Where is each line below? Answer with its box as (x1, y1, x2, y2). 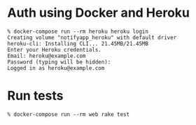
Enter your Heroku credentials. (7, 46, 101, 53)
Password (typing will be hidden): (7, 58, 111, 66)
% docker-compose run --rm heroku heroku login (7, 28, 149, 35)
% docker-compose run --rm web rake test (7, 110, 130, 118)
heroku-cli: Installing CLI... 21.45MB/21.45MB (7, 40, 149, 47)
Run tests (7, 88, 64, 104)
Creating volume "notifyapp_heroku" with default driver (7, 34, 177, 41)
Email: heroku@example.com (7, 52, 86, 59)
